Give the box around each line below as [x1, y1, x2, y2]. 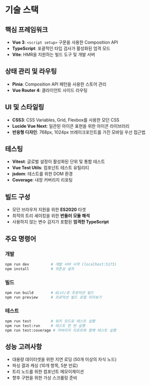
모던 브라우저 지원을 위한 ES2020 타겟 [12, 206, 86, 213]
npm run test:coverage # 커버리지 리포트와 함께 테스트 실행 [5, 328, 116, 333]
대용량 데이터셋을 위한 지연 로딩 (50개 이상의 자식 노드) [12, 357, 117, 362]
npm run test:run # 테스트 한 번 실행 [5, 323, 85, 328]
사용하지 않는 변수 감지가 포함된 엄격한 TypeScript [12, 219, 109, 225]
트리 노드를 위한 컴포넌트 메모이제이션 [12, 369, 84, 375]
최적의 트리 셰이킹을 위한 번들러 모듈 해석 [12, 213, 90, 219]
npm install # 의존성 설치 [5, 266, 75, 272]
